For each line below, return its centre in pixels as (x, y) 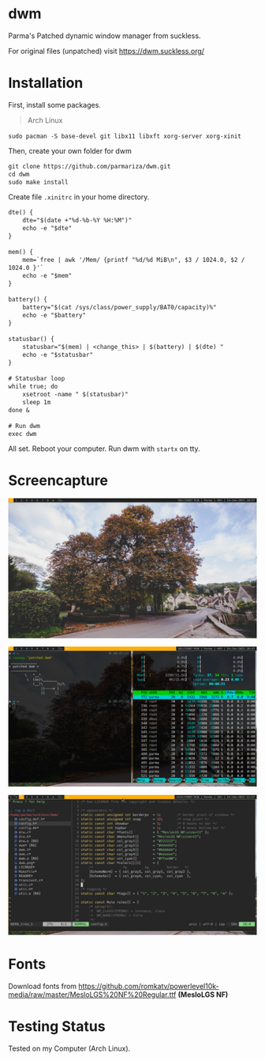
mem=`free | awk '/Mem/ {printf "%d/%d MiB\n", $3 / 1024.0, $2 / (134, 260)
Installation (46, 83)
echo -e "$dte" (47, 228)
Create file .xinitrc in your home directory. (79, 197)
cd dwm (19, 174)
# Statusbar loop (37, 378)
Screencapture (58, 481)
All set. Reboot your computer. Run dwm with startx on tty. (104, 449)
